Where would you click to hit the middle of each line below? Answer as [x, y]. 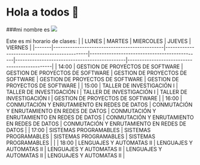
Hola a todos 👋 [43, 12]
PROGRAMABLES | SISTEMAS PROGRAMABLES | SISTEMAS [81, 136]
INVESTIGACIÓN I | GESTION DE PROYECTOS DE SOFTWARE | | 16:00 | [94, 98]
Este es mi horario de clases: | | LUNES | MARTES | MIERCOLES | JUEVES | [99, 41]
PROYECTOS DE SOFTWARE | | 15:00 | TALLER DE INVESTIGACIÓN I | [92, 85]
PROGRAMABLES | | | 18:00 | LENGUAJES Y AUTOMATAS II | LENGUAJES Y [99, 142]
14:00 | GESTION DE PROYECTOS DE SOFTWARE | [121, 66]
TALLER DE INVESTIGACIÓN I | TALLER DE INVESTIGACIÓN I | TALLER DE [97, 91]
